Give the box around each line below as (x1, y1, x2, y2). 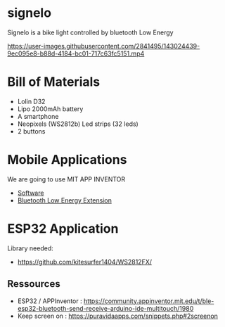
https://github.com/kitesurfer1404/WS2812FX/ (17, 257, 153, 266)
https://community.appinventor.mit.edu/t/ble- (83, 297, 214, 305)
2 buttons (17, 127, 46, 135)
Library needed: (7, 244, 54, 252)
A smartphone (17, 112, 59, 120)
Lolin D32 (17, 97, 46, 105)
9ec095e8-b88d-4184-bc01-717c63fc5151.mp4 (7, 49, 145, 58)
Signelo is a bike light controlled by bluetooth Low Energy (7, 28, 174, 37)
